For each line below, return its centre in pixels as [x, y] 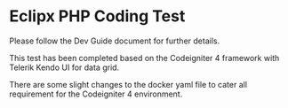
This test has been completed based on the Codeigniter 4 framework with [144, 58]
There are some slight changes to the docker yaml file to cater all [128, 84]
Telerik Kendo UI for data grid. [64, 67]
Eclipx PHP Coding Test [97, 16]
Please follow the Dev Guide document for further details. [115, 41]
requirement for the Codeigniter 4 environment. [96, 94]
